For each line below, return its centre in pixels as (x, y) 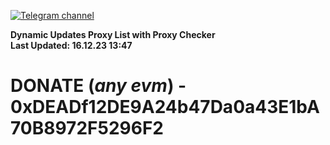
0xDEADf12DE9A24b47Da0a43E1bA (165, 107)
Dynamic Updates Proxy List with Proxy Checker (113, 34)
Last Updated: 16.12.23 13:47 (71, 45)
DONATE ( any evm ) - (98, 86)
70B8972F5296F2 (87, 128)
